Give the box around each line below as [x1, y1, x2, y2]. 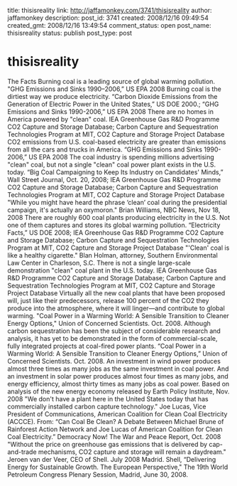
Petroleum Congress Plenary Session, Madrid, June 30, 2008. [7, 470, 189, 479]
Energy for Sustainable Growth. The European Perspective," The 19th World [7, 463, 228, 471]
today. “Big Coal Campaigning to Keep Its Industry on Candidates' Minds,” [7, 167, 224, 176]
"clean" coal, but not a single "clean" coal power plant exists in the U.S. [7, 160, 216, 169]
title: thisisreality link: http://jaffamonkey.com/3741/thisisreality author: [7, 6, 212, 14]
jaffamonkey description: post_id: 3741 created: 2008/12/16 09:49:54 [7, 14, 209, 22]
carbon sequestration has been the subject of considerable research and [7, 327, 221, 335]
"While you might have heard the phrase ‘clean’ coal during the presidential [7, 198, 227, 206]
